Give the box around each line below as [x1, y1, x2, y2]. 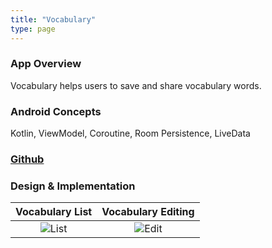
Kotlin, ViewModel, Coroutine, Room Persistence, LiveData [10, 127, 251, 140]
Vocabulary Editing [101, 205, 195, 219]
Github [10, 152, 45, 166]
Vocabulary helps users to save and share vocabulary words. [10, 79, 262, 91]
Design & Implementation [10, 179, 136, 193]
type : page [10, 24, 56, 34]
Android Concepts [10, 104, 102, 118]
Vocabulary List [15, 205, 93, 219]
